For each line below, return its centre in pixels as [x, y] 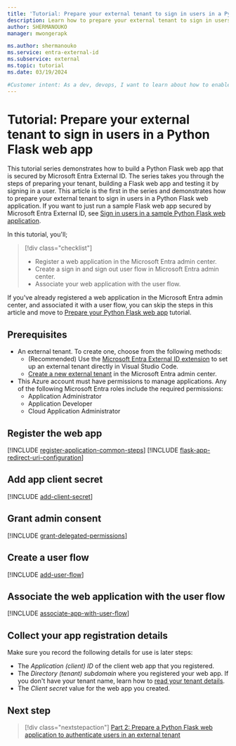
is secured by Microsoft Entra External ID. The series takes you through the [116, 176]
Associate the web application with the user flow [116, 596]
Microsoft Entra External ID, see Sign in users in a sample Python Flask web [117, 213]
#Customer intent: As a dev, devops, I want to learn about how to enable [119, 85]
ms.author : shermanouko [42, 46]
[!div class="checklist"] [58, 248]
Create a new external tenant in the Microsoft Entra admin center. [122, 374]
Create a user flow [48, 558]
